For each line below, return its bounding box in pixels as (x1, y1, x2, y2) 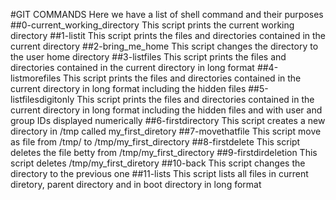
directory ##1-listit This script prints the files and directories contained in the (10, 30, 327, 41)
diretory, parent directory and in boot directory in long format (10, 179, 262, 190)
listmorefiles (10, 72, 62, 84)
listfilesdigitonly (10, 94, 75, 105)
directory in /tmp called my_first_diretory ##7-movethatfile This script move (10, 125, 322, 137)
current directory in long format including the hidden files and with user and (10, 104, 323, 116)
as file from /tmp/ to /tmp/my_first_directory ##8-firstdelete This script (10, 136, 301, 148)
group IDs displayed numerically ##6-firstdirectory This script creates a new (10, 115, 326, 126)
